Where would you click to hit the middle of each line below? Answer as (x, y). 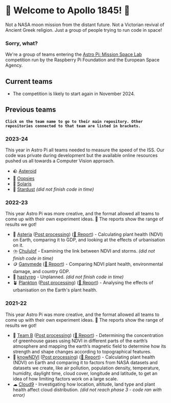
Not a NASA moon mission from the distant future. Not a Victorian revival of (85, 25)
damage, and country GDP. (41, 272)
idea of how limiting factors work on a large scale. (65, 378)
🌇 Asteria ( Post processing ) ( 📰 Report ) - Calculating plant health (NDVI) (88, 234)
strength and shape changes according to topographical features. (82, 351)
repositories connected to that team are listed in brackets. (73, 126)
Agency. (14, 65)
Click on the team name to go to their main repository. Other (74, 121)
